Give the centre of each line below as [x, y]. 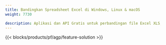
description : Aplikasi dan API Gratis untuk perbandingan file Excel [78, 23]
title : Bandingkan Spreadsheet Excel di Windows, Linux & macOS [73, 10]
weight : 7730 [19, 14]
